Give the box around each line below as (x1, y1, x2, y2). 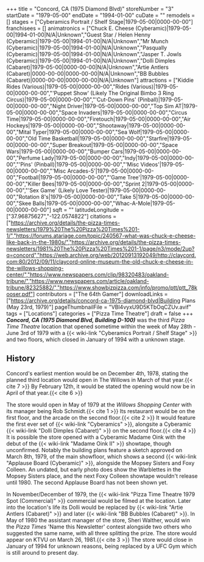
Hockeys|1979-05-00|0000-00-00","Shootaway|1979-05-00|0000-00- (6, 122, 186, 129)
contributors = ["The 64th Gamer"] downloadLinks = (36, 290, 168, 298)
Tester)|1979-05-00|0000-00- (89, 187, 166, 194)
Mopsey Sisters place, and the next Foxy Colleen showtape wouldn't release (6, 472, 198, 480)
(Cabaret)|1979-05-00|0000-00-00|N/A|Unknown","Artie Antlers (6, 63, 169, 71)
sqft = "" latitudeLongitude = (52, 206, 124, 213)
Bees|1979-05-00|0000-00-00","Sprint (41, 180, 141, 187)
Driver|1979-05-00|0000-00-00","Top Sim (66, 103, 174, 109)
